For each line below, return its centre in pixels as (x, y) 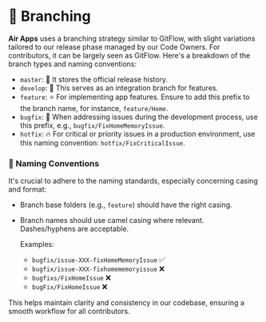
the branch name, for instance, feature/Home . (94, 108)
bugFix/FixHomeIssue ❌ (69, 287)
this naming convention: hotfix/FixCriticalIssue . (102, 142)
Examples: (37, 244)
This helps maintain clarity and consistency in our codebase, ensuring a (127, 303)
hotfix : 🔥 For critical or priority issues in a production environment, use (137, 133)
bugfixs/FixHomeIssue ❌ (71, 278)
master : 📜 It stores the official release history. (94, 79)
